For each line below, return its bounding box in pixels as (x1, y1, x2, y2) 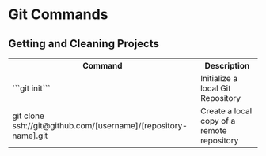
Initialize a (200, 73, 238, 84)
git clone (12, 110, 45, 121)
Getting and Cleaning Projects (8, 37, 160, 50)
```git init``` (12, 83, 51, 94)
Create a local (200, 106, 253, 116)
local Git (200, 83, 231, 94)
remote (200, 125, 227, 136)
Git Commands (8, 6, 108, 24)
